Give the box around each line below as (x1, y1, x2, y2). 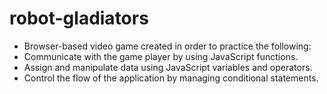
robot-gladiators (9, 7, 149, 30)
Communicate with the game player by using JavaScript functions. (23, 50, 299, 62)
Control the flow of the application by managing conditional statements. (23, 72, 319, 84)
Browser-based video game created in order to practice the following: (23, 40, 312, 52)
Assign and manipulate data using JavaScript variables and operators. (23, 61, 313, 73)
